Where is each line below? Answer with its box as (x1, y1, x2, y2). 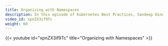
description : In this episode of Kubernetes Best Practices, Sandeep (5, 12, 153, 17)
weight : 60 (5, 21, 28, 26)
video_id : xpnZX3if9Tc (5, 16, 52, 21)
